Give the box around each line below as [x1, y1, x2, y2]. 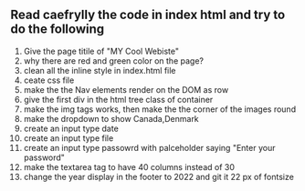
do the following [10, 22, 105, 37]
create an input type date [23, 123, 120, 134]
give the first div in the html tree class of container [23, 94, 214, 105]
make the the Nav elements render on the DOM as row [23, 84, 229, 95]
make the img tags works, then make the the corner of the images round [23, 104, 296, 115]
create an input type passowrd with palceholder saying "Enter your [23, 142, 276, 153]
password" [23, 152, 65, 163]
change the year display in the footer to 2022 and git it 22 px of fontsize [23, 171, 295, 182]
